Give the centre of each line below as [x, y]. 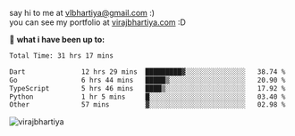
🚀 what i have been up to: [57, 40]
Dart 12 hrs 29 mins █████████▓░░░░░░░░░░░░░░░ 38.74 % [147, 72]
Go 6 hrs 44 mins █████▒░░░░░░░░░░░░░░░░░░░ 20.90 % [147, 80]
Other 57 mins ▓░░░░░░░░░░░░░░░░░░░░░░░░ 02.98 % [147, 105]
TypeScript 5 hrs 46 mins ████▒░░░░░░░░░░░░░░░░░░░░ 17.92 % [147, 88]
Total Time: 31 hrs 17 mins [62, 56]
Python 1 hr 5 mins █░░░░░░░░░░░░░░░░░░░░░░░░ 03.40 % [147, 97]
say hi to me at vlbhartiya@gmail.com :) [82, 13]
